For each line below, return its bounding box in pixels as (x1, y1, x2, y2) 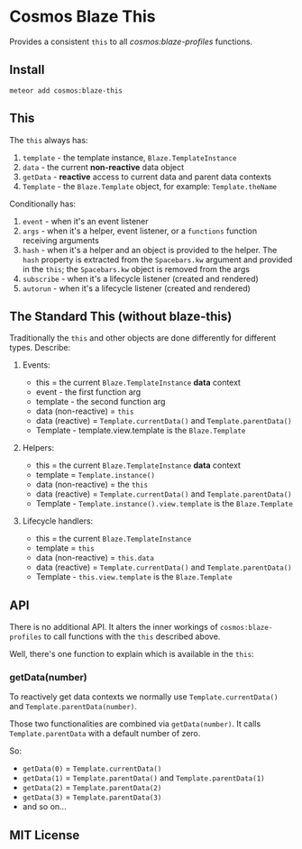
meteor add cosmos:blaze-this (9, 86, 124, 96)
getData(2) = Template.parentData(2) (22, 782, 162, 793)
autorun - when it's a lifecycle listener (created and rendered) (22, 282, 251, 294)
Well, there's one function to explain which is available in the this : (9, 649, 254, 660)
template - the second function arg (35, 397, 166, 407)
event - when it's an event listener (22, 215, 149, 226)
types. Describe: (9, 342, 71, 353)
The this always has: (9, 134, 88, 145)
